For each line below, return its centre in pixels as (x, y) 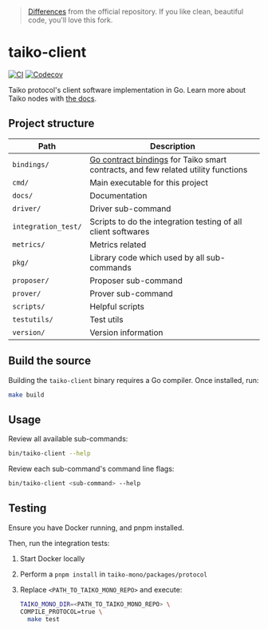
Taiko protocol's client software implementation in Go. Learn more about (127, 90)
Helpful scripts (117, 306)
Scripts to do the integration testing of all (166, 221)
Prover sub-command (131, 293)
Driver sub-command (130, 209)
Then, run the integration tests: (59, 543)
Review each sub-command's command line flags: (91, 469)
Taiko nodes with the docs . (53, 98)
